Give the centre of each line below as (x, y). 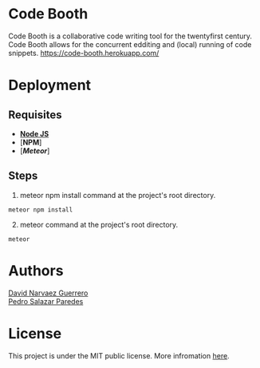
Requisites (35, 115)
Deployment (50, 85)
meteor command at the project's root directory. (99, 224)
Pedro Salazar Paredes (46, 301)
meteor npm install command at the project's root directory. (118, 195)
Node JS (34, 133)
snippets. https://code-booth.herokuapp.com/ (84, 53)
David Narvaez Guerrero (48, 293)
